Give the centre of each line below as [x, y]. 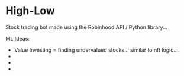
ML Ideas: [18, 38]
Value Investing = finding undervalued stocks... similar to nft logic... [96, 50]
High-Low [30, 11]
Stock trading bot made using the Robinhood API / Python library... [87, 27]
